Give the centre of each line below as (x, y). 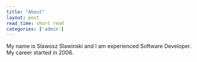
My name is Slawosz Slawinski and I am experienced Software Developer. (99, 46)
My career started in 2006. (40, 53)
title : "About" (26, 12)
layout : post (23, 18)
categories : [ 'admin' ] (35, 29)
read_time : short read (35, 23)
